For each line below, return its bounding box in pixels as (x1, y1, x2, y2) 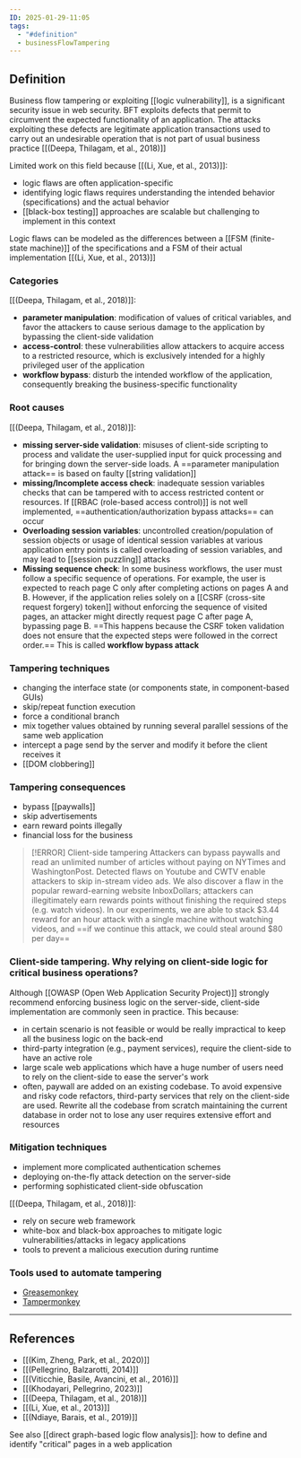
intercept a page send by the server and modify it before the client (21, 739, 268, 750)
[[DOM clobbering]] (21, 758, 96, 769)
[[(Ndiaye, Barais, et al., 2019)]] (21, 1411, 138, 1422)
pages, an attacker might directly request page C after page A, (21, 611, 254, 622)
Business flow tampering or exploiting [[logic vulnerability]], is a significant (9, 95, 285, 106)
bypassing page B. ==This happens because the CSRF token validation (21, 620, 285, 631)
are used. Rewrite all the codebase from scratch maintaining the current (21, 1100, 288, 1111)
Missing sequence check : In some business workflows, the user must (21, 563, 282, 574)
